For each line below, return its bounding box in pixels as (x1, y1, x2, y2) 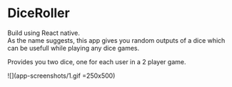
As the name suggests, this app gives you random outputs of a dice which (7, 36, 226, 44)
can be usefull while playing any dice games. (7, 43, 140, 52)
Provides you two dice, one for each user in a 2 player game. (7, 57, 186, 66)
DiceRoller (7, 5, 70, 21)
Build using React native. (7, 29, 80, 37)
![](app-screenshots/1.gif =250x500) (7, 71, 116, 80)
